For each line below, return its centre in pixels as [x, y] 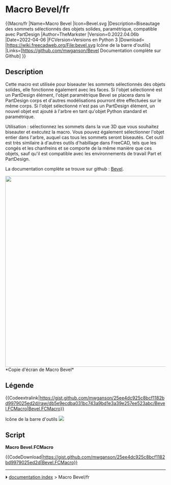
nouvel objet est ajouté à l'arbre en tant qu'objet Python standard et [76, 111]
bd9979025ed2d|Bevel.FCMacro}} [41, 463]
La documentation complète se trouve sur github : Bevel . [65, 168]
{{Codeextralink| [23, 397]
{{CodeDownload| [24, 457]
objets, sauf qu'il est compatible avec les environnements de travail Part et [83, 153]
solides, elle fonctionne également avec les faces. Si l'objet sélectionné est [84, 90]
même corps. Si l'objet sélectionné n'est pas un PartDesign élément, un [80, 106]
